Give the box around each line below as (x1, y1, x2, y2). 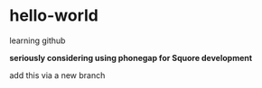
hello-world (9, 5, 99, 26)
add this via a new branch (9, 69, 106, 81)
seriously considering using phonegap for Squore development (9, 52, 253, 63)
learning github (9, 35, 66, 46)
